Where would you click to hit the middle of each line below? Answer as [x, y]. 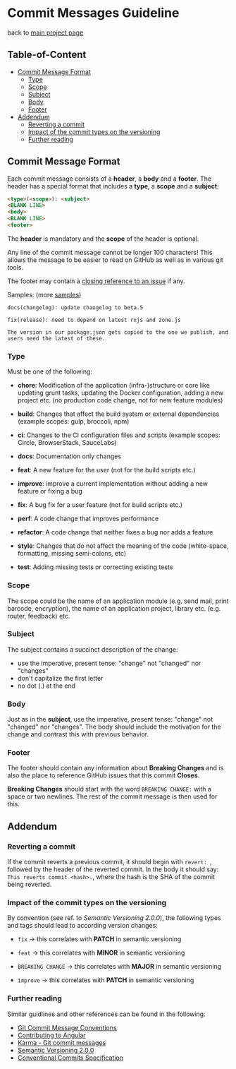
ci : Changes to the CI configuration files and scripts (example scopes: [119, 435]
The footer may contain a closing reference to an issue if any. [96, 281]
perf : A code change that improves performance [88, 519]
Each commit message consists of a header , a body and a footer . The [110, 179]
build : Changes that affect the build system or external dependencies [118, 414]
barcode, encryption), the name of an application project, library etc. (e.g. [114, 608]
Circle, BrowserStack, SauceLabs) [67, 443]
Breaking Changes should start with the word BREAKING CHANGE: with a [109, 789]
